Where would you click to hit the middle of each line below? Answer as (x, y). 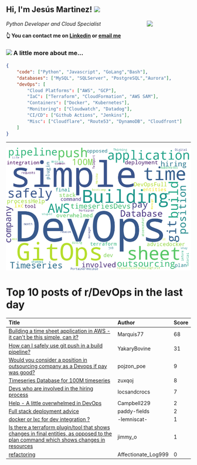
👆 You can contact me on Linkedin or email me (64, 35)
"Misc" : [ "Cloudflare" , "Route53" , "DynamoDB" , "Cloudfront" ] (105, 121)
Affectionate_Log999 (143, 454)
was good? (22, 372)
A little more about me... (48, 53)
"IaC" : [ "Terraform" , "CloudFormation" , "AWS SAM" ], (93, 97)
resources (21, 446)
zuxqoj (125, 381)
